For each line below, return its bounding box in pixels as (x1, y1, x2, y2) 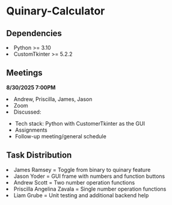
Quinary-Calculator (6, 4, 105, 18)
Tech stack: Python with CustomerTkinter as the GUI (14, 120, 146, 127)
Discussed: (14, 108, 41, 115)
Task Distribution (6, 150, 72, 161)
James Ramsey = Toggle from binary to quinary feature (14, 166, 151, 173)
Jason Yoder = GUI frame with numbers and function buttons (14, 173, 165, 180)
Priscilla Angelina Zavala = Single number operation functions (14, 185, 167, 192)
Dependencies (6, 28, 62, 38)
